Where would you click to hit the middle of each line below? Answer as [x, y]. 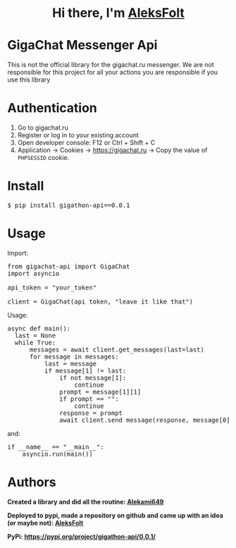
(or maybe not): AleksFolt [45, 523]
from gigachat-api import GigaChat [69, 266]
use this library [29, 80]
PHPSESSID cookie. [43, 158]
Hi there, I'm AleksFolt [118, 13]
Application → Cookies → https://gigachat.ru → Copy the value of [112, 150]
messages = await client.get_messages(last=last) [117, 349]
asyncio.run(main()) [57, 454]
